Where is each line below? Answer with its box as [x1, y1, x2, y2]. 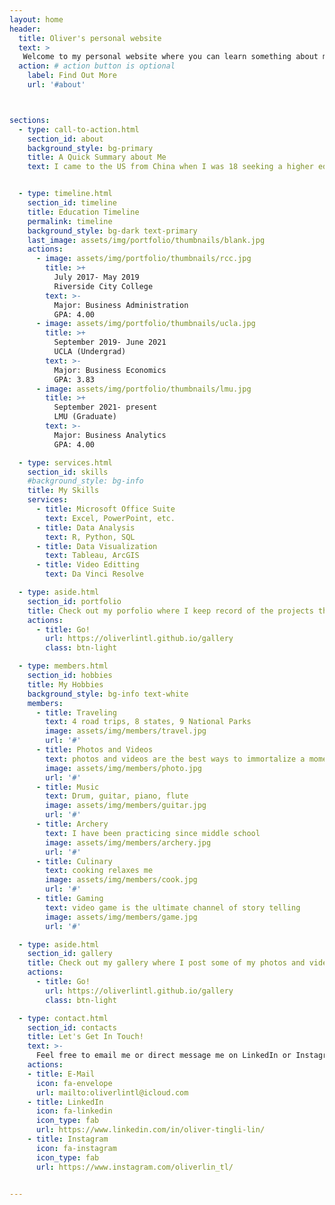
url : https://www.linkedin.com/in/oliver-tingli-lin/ [35, 1125, 266, 1135]
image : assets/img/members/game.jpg [45, 912, 198, 922]
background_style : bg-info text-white [27, 689, 189, 699]
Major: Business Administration [53, 300, 189, 310]
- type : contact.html [18, 1013, 109, 1023]
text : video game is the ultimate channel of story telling [45, 902, 301, 913]
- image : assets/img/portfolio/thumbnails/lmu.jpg [35, 384, 252, 394]
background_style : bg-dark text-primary [27, 226, 198, 236]
